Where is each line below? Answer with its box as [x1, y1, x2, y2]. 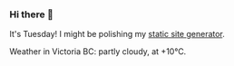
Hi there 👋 [9, 8, 54, 21]
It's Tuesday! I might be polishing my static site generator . [9, 29, 225, 40]
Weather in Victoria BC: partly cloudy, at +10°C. [9, 46, 187, 57]
